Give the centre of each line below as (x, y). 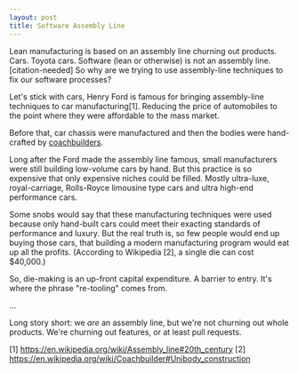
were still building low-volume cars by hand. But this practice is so (130, 169)
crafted (23, 142)
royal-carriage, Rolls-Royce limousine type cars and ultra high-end (131, 187)
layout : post (33, 17)
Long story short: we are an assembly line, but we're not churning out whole (149, 322)
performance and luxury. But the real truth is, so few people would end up (145, 233)
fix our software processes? (60, 79)
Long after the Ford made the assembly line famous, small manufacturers (143, 159)
